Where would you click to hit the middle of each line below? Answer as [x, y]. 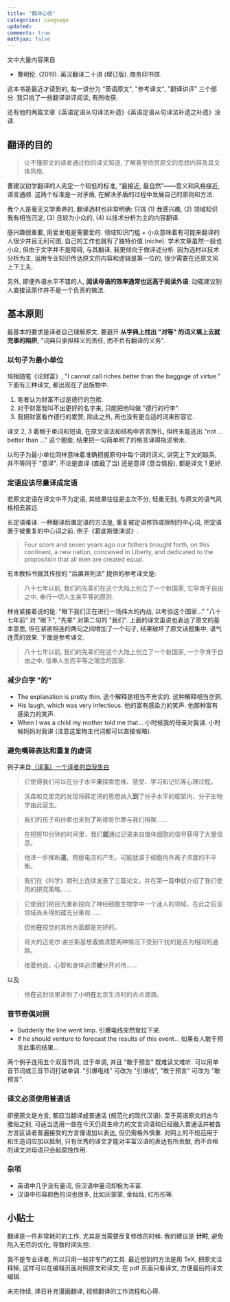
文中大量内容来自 [31, 60]
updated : [20, 26]
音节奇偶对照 [28, 1014]
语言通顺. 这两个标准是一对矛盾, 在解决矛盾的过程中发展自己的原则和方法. [111, 194]
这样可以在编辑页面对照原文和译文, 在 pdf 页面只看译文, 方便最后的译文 [123, 1268]
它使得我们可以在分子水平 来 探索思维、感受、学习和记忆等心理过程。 [120, 781]
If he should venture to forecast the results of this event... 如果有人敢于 [117, 1039]
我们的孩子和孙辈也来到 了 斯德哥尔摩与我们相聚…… [95, 819]
